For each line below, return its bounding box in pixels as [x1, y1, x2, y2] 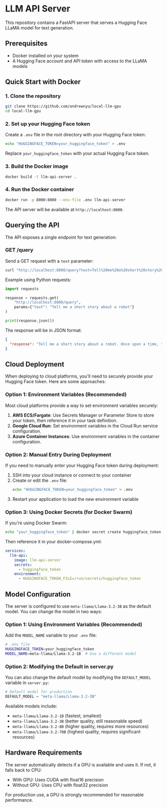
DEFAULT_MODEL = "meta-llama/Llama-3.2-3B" [5, 694, 97, 699]
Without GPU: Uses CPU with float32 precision [12, 782, 108, 788]
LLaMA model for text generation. [5, 24, 74, 30]
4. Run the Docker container [5, 186, 75, 193]
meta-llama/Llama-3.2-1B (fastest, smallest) [12, 713, 102, 719]
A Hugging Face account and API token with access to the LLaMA [12, 58, 148, 64]
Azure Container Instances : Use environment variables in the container [12, 433, 160, 439]
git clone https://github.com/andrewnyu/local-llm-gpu [5, 104, 121, 109]
